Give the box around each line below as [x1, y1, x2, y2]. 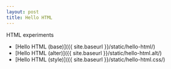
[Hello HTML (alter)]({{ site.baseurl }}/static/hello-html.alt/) [15, 49, 162, 56]
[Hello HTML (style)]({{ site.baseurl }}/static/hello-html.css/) [15, 56, 166, 63]
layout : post [6, 8, 39, 15]
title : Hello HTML [6, 15, 53, 21]
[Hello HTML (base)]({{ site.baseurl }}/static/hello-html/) [15, 43, 156, 50]
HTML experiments [6, 31, 54, 38]
